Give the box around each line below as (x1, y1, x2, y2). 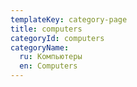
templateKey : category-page (10, 14, 128, 25)
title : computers (10, 24, 83, 34)
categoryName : (10, 42, 70, 53)
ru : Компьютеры (19, 52, 83, 62)
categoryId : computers (10, 33, 105, 43)
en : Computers (19, 61, 78, 71)
